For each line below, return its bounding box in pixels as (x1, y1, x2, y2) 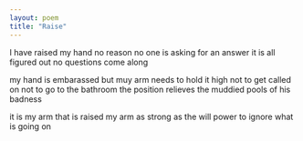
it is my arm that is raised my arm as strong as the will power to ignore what (9, 111, 294, 122)
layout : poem (9, 13, 59, 23)
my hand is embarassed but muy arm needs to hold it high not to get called (9, 74, 292, 85)
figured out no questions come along (9, 56, 149, 67)
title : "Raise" (9, 22, 68, 31)
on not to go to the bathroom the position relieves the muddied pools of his (9, 84, 291, 95)
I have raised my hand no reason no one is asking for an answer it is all (9, 46, 276, 57)
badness (9, 93, 43, 105)
